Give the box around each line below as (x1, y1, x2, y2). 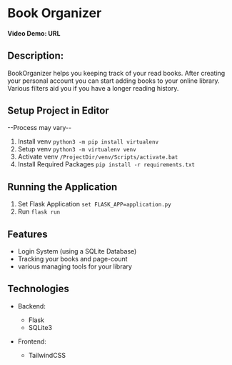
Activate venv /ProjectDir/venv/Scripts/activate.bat (17, 152, 178, 161)
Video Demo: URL (7, 29, 61, 37)
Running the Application (7, 181, 118, 193)
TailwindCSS (28, 351, 66, 359)
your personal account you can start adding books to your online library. (7, 76, 220, 85)
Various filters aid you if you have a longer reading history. (7, 84, 179, 92)
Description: (7, 50, 64, 62)
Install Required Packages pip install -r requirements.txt (17, 160, 195, 169)
